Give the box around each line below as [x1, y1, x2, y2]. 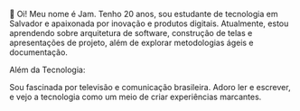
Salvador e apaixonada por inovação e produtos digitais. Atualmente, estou [9, 18, 289, 29]
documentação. [9, 47, 68, 58]
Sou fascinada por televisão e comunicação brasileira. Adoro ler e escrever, [9, 82, 291, 92]
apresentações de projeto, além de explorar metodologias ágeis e [9, 37, 255, 48]
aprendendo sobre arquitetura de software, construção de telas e [9, 28, 253, 38]
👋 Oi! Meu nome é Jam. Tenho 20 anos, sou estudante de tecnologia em [9, 9, 278, 19]
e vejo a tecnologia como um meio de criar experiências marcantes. [9, 91, 262, 102]
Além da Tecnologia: [9, 64, 86, 75]
